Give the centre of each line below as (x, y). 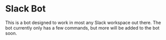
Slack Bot (26, 9)
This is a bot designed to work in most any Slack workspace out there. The (83, 22)
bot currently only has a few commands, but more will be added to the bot (82, 27)
